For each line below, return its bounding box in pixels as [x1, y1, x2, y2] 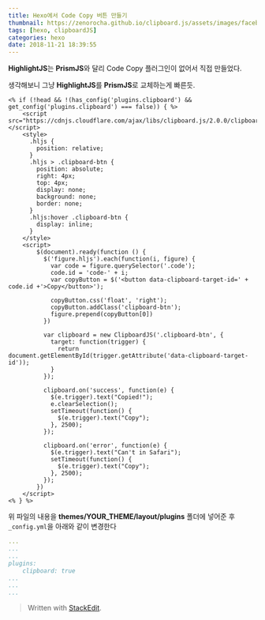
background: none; [36, 193, 97, 201]
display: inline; [36, 220, 93, 229]
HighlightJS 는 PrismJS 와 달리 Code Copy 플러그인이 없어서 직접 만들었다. [8, 64, 242, 73]
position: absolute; [36, 165, 104, 174]
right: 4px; [36, 172, 77, 180]
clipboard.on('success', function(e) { [43, 386, 175, 395]
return [58, 345, 80, 353]
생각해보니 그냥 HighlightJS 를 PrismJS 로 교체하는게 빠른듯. [8, 81, 196, 90]
